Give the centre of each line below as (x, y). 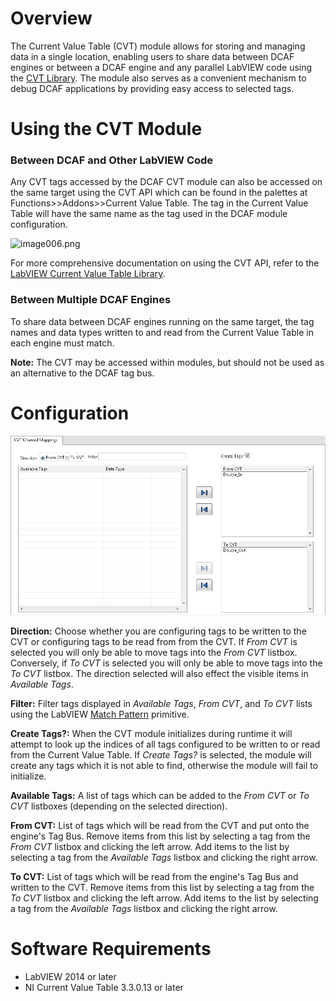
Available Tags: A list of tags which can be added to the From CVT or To (160, 795)
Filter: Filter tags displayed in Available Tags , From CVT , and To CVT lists (161, 703)
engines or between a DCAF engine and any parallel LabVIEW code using (161, 67)
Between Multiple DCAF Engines (91, 300)
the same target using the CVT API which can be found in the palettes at (159, 193)
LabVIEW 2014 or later (70, 976)
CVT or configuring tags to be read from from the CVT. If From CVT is (154, 641)
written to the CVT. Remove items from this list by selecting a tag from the (162, 887)
